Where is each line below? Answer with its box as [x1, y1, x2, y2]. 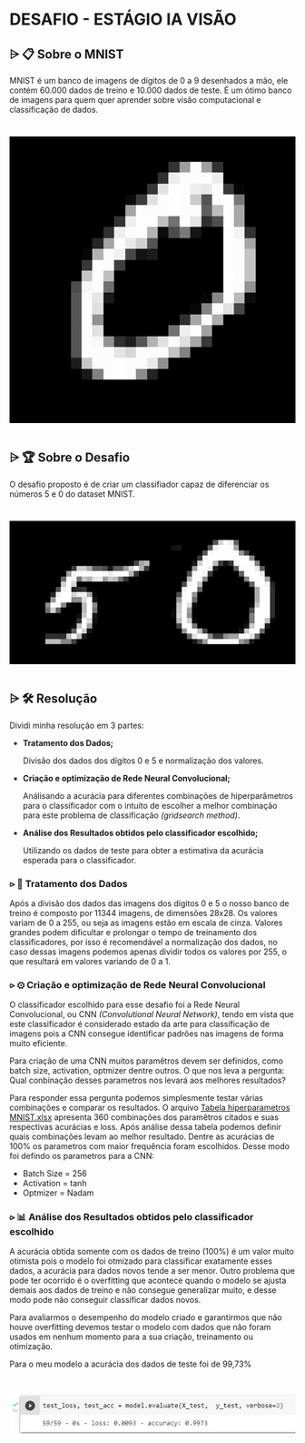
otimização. [9, 1341, 54, 1352]
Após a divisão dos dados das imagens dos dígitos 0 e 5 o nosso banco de [9, 897, 290, 909]
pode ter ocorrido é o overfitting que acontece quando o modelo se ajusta [9, 1275, 287, 1287]
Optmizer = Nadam [22, 1187, 94, 1198]
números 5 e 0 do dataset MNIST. [9, 488, 136, 499]
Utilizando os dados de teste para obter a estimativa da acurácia [22, 844, 264, 855]
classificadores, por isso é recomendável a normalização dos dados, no [9, 936, 279, 947]
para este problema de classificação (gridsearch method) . [22, 810, 241, 821]
